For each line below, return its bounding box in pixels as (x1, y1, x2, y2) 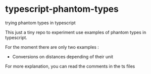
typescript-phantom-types (5, 3, 119, 15)
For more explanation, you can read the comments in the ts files (5, 63, 135, 69)
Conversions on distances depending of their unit (12, 53, 113, 60)
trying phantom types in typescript (5, 20, 76, 26)
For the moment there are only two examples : (5, 44, 99, 50)
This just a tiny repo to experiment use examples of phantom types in (5, 29, 147, 35)
